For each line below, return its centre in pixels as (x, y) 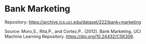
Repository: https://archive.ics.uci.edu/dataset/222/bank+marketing (73, 22)
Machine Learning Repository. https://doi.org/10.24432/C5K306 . (70, 36)
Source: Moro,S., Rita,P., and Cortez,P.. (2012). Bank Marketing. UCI (73, 31)
